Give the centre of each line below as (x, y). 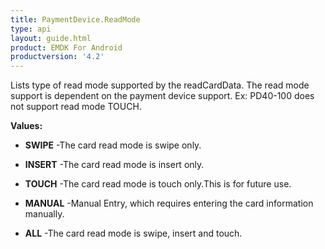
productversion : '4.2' (57, 57)
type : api (31, 29)
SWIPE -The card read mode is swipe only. (113, 145)
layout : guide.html (51, 38)
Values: (26, 126)
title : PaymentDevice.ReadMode (75, 19)
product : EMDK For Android (66, 47)
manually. (44, 214)
